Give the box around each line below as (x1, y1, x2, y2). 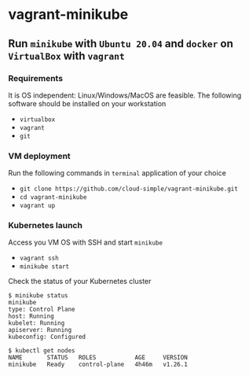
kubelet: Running (8, 319, 65, 327)
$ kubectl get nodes (8, 347, 76, 355)
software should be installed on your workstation (8, 98, 167, 108)
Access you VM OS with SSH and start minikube (8, 238, 163, 247)
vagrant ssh (19, 254, 59, 263)
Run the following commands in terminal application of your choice (8, 168, 226, 178)
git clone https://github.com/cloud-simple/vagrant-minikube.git (19, 185, 238, 194)
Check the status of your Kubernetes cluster (8, 277, 152, 286)
